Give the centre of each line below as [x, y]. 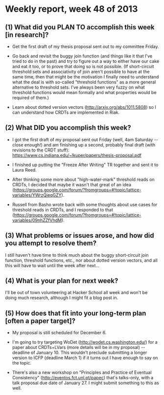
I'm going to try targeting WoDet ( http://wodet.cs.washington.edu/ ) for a [85, 342]
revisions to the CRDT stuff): [41, 150]
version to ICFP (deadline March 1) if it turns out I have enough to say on [85, 358]
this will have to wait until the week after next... [52, 265]
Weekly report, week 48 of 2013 [71, 9]
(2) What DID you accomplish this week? [68, 128]
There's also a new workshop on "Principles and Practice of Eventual [82, 372]
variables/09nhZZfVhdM [37, 220]
